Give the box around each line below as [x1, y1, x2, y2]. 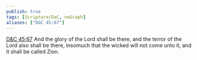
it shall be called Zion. [6, 48, 60, 55]
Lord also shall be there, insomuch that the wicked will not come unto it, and [6, 42, 192, 49]
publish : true [6, 8, 41, 15]
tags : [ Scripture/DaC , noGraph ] [6, 14, 86, 20]
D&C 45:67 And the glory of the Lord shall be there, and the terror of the [6, 36, 182, 43]
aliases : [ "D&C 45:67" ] [6, 19, 65, 25]
